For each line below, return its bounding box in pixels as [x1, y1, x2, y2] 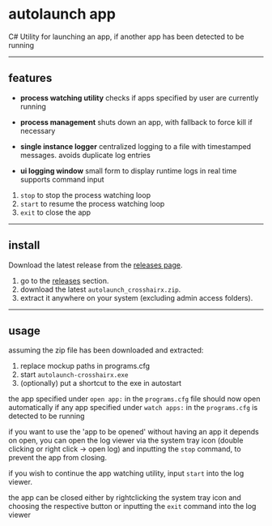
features [8, 71, 53, 85]
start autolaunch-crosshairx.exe [19, 370, 129, 379]
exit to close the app [19, 207, 91, 217]
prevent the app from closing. [8, 453, 108, 463]
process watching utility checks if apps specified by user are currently [19, 92, 259, 102]
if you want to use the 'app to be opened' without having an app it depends [8, 427, 259, 437]
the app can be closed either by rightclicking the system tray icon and [8, 493, 241, 502]
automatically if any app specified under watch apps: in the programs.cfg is [8, 403, 258, 413]
